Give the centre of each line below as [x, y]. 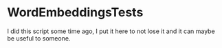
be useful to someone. [39, 38]
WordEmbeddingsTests [75, 13]
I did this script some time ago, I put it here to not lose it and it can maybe [111, 31]
